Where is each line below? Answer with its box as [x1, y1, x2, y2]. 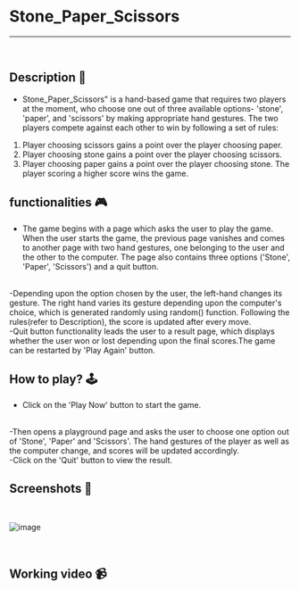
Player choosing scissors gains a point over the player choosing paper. [21, 139, 283, 150]
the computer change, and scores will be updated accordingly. [9, 445, 239, 456]
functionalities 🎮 [9, 195, 108, 211]
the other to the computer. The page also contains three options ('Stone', [21, 252, 290, 262]
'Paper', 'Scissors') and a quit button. [21, 261, 159, 271]
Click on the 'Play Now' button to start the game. [21, 400, 202, 411]
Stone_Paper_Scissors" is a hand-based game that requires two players [21, 94, 287, 104]
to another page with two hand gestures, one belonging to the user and [21, 242, 285, 253]
